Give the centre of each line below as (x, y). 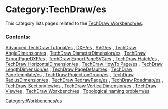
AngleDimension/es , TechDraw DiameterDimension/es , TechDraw (76, 53)
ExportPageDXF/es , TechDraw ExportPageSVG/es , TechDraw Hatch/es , (82, 59)
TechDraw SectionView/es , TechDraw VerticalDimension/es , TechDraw (81, 86)
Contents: (18, 37)
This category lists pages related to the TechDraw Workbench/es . (74, 23)
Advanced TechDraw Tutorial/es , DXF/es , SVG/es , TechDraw (71, 48)
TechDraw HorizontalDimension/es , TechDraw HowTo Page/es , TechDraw (84, 64)
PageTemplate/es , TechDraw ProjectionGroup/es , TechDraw (69, 75)
